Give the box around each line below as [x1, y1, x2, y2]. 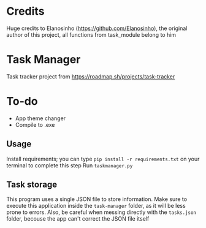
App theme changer [15, 115, 66, 122]
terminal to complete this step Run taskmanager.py [6, 161, 133, 169]
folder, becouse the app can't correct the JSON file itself [6, 215, 150, 222]
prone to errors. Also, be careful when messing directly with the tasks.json [6, 208, 197, 216]
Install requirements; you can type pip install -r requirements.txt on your [6, 155, 200, 162]
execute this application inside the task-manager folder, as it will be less [6, 202, 186, 210]
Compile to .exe [15, 121, 55, 128]
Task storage [6, 180, 57, 190]
